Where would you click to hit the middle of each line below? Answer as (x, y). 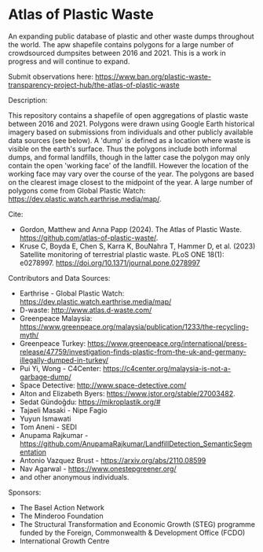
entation (33, 452)
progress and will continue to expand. (69, 61)
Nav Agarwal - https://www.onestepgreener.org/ (98, 469)
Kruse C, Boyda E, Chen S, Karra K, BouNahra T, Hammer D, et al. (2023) (137, 246)
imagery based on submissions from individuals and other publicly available (131, 132)
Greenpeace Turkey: (53, 343)
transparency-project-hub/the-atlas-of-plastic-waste (94, 85)
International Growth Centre (64, 541)
